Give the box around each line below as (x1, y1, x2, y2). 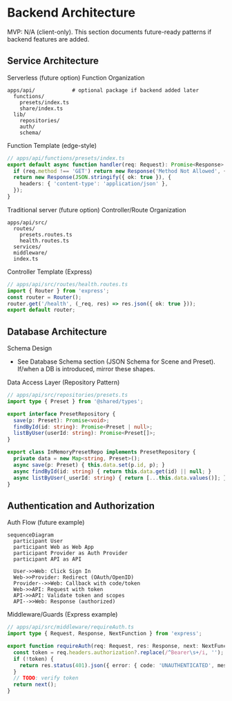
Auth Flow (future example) (7, 518, 85, 527)
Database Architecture (7, 326, 107, 337)
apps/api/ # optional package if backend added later (7, 86, 199, 94)
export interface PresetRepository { (7, 410, 116, 418)
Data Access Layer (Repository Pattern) (7, 378, 120, 386)
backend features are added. (7, 35, 90, 43)
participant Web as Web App (13, 544, 95, 551)
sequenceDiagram (7, 532, 54, 539)
